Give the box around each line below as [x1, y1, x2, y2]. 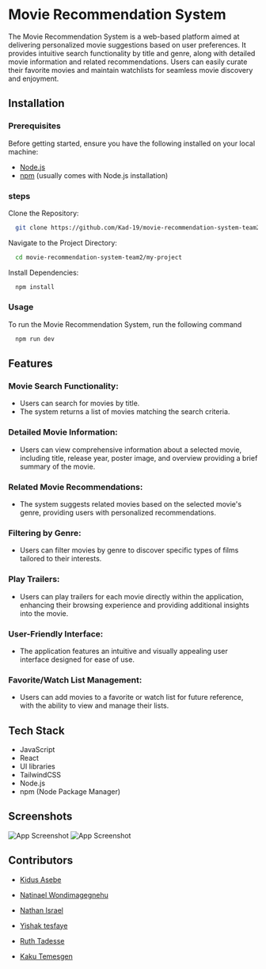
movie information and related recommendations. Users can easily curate [8, 57, 248, 66]
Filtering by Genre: [8, 527, 82, 538]
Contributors [8, 853, 74, 868]
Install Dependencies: [8, 268, 79, 277]
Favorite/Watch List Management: [8, 674, 142, 686]
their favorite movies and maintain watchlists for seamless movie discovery [8, 65, 253, 74]
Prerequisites [8, 120, 61, 131]
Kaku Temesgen [19, 952, 73, 961]
